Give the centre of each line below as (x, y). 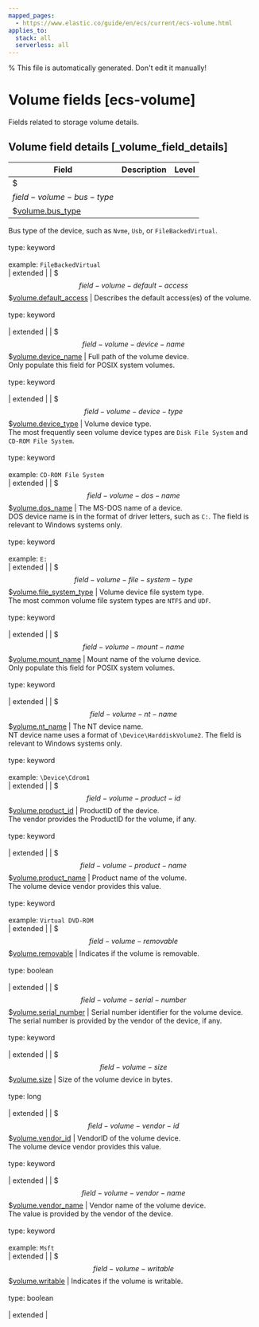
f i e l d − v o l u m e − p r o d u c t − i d (133, 798)
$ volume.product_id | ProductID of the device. (84, 810)
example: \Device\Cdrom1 (49, 777)
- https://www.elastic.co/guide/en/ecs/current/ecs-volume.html (124, 23)
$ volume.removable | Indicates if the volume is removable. (104, 953)
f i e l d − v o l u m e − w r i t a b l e (133, 1268)
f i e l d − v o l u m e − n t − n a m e (133, 714)
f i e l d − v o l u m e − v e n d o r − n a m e (133, 1192)
